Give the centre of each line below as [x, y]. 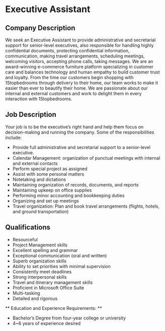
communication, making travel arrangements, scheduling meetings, [75, 56]
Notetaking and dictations [39, 179]
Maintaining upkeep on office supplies [52, 190]
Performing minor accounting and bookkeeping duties [68, 195]
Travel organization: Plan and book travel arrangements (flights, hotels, [86, 206]
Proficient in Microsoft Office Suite [48, 288]
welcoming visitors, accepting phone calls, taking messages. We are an [79, 61]
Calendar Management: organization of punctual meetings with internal [86, 158]
